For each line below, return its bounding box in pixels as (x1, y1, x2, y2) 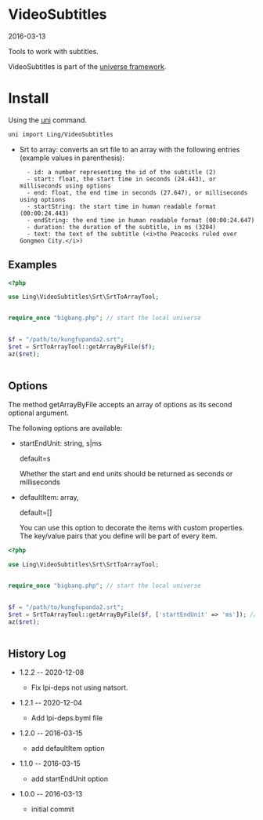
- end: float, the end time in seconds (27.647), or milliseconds (27, 188, 248, 197)
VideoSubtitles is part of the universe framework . (8, 61, 167, 71)
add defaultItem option (31, 744, 105, 753)
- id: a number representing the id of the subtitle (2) (27, 168, 217, 176)
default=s (19, 454, 51, 464)
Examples (8, 258, 57, 272)
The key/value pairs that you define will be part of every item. (19, 531, 218, 541)
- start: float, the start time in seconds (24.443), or (27, 175, 217, 183)
